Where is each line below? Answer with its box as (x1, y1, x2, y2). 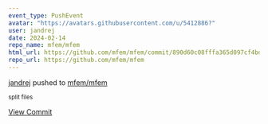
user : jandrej (8, 26, 56, 34)
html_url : (8, 48, 41, 56)
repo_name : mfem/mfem (8, 41, 81, 49)
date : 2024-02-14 (8, 33, 66, 42)
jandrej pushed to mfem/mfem (8, 77, 108, 87)
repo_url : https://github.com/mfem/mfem (8, 56, 145, 64)
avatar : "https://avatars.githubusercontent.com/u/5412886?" (8, 19, 216, 27)
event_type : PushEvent (8, 11, 84, 20)
